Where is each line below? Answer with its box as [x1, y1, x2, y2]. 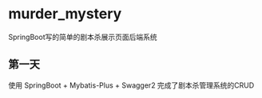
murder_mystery [8, 5, 122, 23]
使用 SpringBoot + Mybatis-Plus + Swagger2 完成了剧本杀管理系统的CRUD [8, 80, 255, 90]
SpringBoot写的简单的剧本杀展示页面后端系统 [8, 32, 157, 41]
